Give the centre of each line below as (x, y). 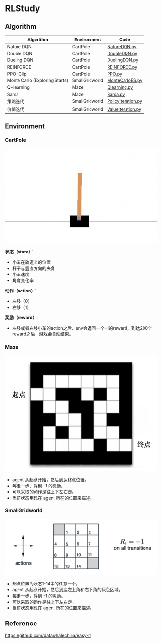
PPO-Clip (17, 74)
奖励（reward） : (21, 318)
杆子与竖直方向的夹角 (33, 268)
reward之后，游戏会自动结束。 (43, 334)
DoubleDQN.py (122, 53)
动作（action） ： (21, 291)
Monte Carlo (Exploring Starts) (38, 80)
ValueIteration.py (124, 109)
